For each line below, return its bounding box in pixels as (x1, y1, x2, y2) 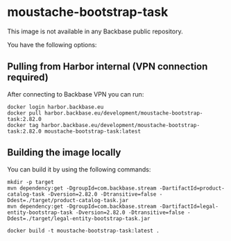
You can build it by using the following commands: (7, 165, 151, 174)
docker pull (7, 109, 42, 117)
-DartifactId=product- (159, 185, 225, 192)
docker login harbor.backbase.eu (7, 103, 104, 110)
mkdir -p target (7, 178, 54, 185)
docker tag (7, 122, 39, 128)
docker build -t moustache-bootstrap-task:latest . (7, 227, 160, 234)
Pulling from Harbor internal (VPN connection (7, 60, 208, 73)
